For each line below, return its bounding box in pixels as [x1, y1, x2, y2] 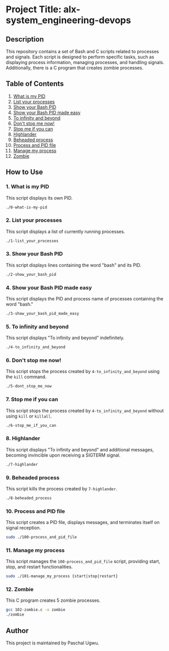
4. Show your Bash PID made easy [6, 284, 92, 291]
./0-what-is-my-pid [6, 205, 47, 210]
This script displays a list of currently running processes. [6, 228, 126, 234]
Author [6, 626, 29, 635]
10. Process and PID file [6, 508, 65, 515]
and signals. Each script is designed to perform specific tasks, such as [6, 54, 155, 60]
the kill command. [6, 374, 47, 380]
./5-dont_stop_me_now [6, 384, 52, 389]
